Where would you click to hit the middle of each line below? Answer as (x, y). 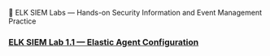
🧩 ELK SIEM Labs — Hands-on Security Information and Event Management (135, 13)
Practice (22, 21)
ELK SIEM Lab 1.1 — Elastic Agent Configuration (104, 42)
